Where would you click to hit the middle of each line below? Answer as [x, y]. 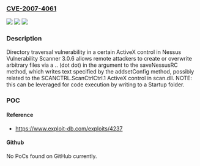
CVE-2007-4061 [31, 9]
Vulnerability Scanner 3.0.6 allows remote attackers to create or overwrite [99, 58]
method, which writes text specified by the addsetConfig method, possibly [100, 71]
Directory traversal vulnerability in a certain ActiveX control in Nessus [94, 52]
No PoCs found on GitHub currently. [52, 156]
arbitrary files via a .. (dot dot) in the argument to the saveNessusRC [92, 65]
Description [24, 39]
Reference [20, 115]
